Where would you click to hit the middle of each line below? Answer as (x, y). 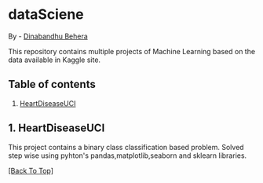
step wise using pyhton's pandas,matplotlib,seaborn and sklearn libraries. (128, 156)
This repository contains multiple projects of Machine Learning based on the (132, 51)
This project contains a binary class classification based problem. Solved (126, 147)
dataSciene (46, 15)
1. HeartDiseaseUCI (57, 128)
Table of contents (52, 84)
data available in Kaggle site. (54, 60)
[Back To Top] (31, 170)
